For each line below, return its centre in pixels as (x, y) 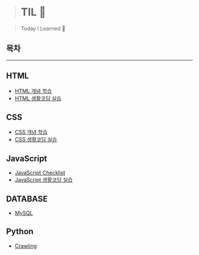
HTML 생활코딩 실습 (38, 98)
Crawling (26, 246)
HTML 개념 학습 (33, 91)
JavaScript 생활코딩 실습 (44, 180)
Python (20, 232)
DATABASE (27, 198)
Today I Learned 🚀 (43, 28)
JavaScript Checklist (40, 173)
